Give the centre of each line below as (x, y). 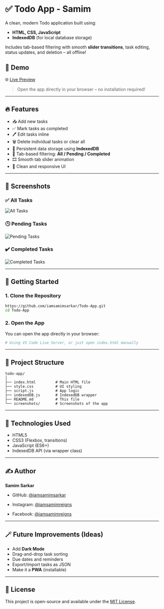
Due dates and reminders (38, 559)
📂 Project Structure (35, 363)
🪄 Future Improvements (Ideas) (54, 535)
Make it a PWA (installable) (39, 569)
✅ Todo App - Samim (48, 9)
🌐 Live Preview (20, 79)
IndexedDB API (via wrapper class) (47, 451)
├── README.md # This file (42, 399)
